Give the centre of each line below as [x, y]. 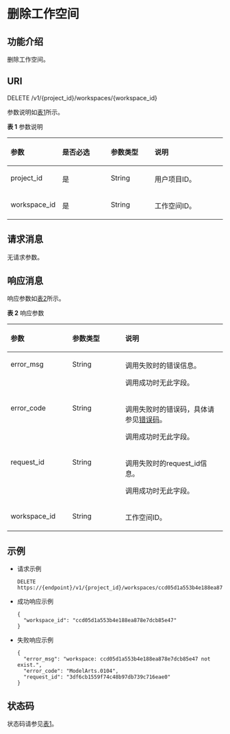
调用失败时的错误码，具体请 [169, 409]
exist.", [29, 665]
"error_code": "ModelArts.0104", [71, 671]
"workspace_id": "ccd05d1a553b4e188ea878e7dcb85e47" [100, 621]
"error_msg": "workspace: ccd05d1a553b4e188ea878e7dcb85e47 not [117, 659]
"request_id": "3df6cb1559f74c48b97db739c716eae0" [97, 677]
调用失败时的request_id [163, 463]
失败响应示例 [35, 640]
